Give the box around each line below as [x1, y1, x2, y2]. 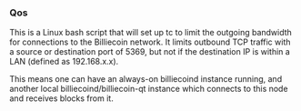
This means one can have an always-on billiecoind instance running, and [9, 74, 283, 85]
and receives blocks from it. [9, 93, 114, 104]
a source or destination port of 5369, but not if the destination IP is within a [9, 46, 291, 57]
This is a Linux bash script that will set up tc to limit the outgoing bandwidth [9, 27, 293, 38]
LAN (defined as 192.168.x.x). [9, 56, 119, 67]
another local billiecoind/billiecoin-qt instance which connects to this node [9, 84, 288, 95]
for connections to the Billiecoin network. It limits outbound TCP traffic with [9, 36, 291, 47]
